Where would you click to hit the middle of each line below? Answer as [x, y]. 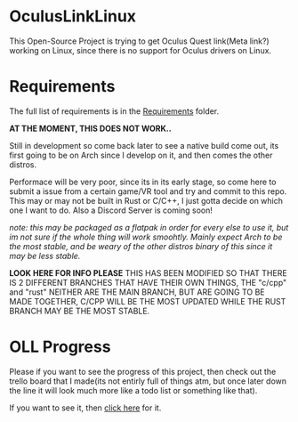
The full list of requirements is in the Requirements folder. [114, 111]
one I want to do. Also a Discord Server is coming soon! [111, 210]
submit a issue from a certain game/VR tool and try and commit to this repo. [148, 191]
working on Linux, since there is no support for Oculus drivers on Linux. [141, 50]
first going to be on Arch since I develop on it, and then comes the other [141, 155]
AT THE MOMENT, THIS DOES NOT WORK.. [90, 128]
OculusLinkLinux [72, 16]
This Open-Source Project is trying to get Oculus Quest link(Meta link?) [139, 41]
